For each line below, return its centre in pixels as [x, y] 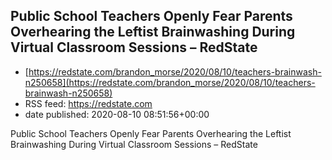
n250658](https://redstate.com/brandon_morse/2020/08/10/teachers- [170, 82]
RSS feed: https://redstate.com [88, 103]
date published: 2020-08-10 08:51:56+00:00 [117, 114]
